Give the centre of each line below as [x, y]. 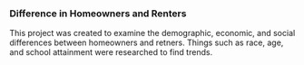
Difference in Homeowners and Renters [98, 14]
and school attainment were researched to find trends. [111, 52]
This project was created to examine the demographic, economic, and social [152, 33]
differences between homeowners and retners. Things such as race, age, [147, 42]
